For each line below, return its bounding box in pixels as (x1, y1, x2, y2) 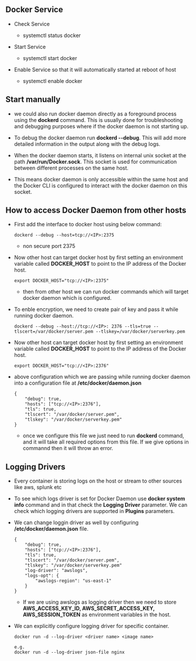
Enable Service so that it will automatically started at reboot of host (13, 66, 177, 73)
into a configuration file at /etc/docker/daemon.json (13, 379, 142, 386)
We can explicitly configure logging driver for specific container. (13, 623, 170, 630)
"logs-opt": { (25, 573, 59, 579)
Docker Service (5, 5, 63, 15)
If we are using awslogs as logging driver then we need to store (22, 599, 177, 606)
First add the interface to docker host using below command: (13, 221, 162, 228)
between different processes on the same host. (13, 164, 129, 171)
